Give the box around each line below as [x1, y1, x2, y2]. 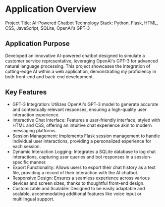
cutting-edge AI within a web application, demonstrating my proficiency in [5, 68, 157, 74]
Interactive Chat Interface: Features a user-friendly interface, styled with [12, 117, 161, 123]
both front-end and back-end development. [5, 73, 94, 80]
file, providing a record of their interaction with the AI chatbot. [12, 169, 139, 175]
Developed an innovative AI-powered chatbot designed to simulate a [5, 52, 145, 58]
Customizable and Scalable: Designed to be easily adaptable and [12, 185, 145, 191]
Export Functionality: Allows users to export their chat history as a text [12, 164, 156, 170]
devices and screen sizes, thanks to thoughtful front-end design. [12, 180, 145, 186]
